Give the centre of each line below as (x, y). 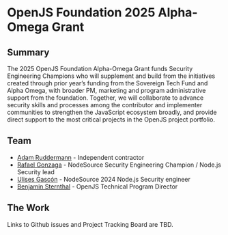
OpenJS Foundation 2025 (81, 13)
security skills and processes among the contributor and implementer (105, 105)
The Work (28, 208)
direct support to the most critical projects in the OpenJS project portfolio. (111, 120)
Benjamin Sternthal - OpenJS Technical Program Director (97, 186)
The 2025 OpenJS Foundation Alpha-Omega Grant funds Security (100, 69)
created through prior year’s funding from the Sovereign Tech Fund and (108, 83)
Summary (28, 52)
